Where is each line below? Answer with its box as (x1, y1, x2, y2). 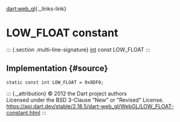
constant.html (6, 109, 40, 116)
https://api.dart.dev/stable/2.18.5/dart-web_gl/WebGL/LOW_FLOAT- (6, 102, 174, 110)
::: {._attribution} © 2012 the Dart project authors (6, 90, 127, 97)
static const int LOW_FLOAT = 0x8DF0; (6, 79, 104, 85)
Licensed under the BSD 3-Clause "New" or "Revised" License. (6, 96, 164, 103)
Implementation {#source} (6, 63, 109, 74)
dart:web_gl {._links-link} (6, 5, 66, 12)
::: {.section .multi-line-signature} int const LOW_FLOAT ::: (6, 46, 150, 53)
